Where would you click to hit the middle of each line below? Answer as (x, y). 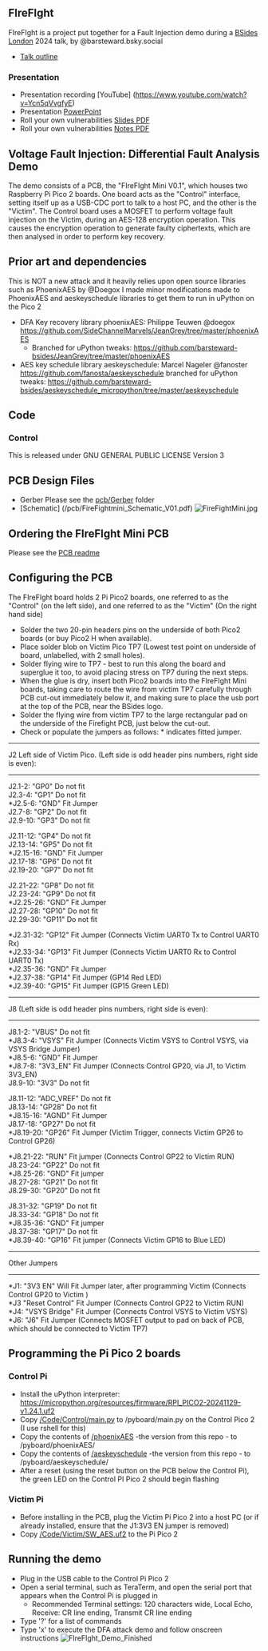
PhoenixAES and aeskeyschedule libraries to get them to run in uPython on (132, 298)
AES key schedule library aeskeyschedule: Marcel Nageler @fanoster (134, 364)
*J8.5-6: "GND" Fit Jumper (53, 1057)
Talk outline (39, 56)
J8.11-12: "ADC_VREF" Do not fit (60, 1098)
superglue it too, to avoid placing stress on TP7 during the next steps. (134, 672)
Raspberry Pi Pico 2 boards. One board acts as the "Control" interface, (124, 194)
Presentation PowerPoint (61, 112)
